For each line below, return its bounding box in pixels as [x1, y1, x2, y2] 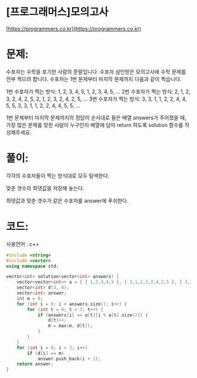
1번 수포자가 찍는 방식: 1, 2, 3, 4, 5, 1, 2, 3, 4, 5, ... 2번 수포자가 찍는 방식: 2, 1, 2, [6, 88, 191, 95]
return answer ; [16, 361, 54, 367]
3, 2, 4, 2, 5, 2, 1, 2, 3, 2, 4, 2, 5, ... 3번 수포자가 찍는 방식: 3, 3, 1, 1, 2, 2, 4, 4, [6, 95, 187, 102]
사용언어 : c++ [6, 240, 39, 247]
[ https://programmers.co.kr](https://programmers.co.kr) [6, 25, 142, 32]
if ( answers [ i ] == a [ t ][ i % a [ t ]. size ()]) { [37, 312, 148, 318]
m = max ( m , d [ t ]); [47, 323, 93, 329]
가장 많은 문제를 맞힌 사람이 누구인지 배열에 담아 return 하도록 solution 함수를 [6, 121, 184, 128]
